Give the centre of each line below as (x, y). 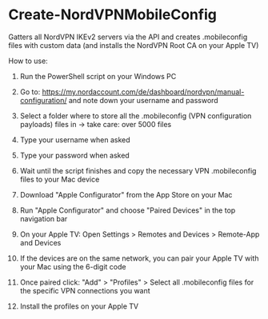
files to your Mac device (60, 179)
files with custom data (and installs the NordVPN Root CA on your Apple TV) (134, 45)
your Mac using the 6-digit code (73, 266)
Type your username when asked (75, 140)
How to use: (28, 61)
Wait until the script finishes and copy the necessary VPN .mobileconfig (138, 170)
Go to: (30, 92)
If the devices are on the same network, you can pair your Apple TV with (139, 258)
